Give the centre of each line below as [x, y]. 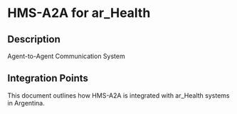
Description [34, 39]
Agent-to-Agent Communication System [67, 56]
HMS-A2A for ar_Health [79, 13]
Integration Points [48, 78]
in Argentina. [26, 103]
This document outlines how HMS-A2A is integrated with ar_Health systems [118, 95]
